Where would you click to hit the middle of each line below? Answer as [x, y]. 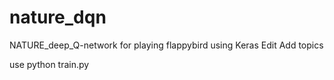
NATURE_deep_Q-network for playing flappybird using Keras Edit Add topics [166, 45]
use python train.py [49, 64]
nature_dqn [58, 17]
